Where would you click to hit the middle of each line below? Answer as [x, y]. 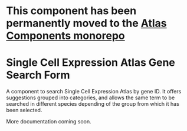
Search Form [38, 75]
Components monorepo [65, 36]
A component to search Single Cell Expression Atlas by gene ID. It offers [94, 92]
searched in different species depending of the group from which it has [93, 104]
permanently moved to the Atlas [86, 23]
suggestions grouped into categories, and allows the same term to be [91, 98]
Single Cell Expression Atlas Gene [91, 63]
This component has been [71, 11]
